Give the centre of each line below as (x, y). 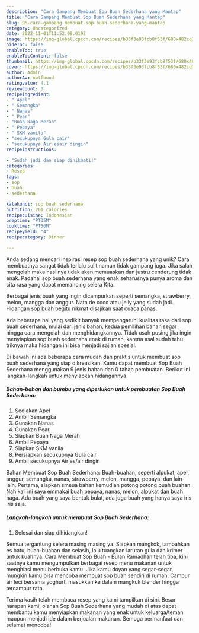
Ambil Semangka (35, 416)
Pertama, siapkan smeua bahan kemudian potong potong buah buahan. (105, 485)
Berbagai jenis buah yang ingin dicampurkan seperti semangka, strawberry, (99, 296)
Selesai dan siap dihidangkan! (51, 532)
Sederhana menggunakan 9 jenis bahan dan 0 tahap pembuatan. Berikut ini (98, 369)
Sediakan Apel (32, 411)
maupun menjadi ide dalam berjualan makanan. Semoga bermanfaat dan (95, 618)
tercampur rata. (25, 588)
